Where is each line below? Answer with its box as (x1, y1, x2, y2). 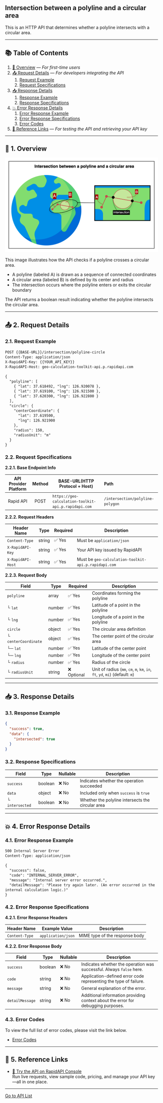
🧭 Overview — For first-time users (12, 64, 81, 70)
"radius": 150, (14, 427, 45, 433)
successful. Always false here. (81, 967, 143, 972)
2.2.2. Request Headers (5, 514, 54, 520)
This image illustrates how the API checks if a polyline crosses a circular (5, 257, 149, 263)
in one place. (22, 1079, 48, 1084)
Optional (67, 672, 85, 677)
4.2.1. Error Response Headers (5, 915, 68, 921)
